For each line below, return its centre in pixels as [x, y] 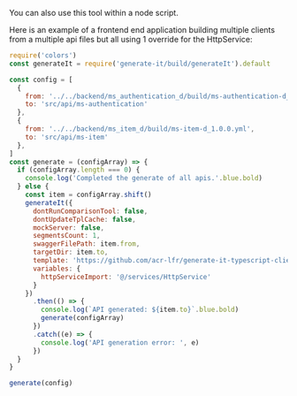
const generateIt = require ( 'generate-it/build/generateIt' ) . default [140, 64]
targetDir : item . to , [70, 252]
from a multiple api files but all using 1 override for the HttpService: [131, 39]
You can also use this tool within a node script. [94, 13]
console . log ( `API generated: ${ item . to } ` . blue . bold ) [140, 310]
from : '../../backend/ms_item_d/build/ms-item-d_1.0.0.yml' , [140, 129]
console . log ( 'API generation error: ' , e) [120, 343]
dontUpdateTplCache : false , [84, 219]
